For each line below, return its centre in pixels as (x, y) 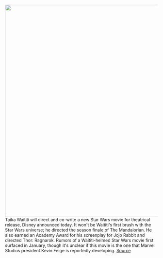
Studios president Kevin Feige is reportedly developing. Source (68, 250)
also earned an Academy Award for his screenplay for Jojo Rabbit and (75, 235)
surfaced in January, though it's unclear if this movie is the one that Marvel (80, 245)
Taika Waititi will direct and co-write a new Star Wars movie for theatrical (78, 220)
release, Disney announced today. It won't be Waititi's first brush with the (78, 225)
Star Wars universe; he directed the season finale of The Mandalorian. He (78, 230)
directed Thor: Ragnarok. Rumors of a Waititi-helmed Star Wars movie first (79, 240)
